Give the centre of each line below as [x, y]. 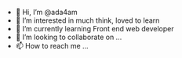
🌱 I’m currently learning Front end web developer [95, 29]
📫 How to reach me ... [52, 46]
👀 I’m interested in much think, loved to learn [87, 20]
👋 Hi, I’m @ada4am [46, 12]
